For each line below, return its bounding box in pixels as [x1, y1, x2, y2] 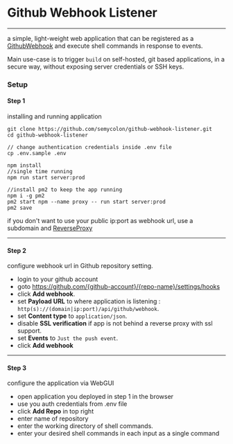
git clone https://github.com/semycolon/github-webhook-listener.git [7, 126, 213, 133]
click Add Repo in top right [17, 407, 94, 416]
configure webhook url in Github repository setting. [7, 262, 154, 270]
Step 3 [7, 364, 26, 372]
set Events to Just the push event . [17, 334, 119, 342]
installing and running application [7, 112, 102, 121]
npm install [7, 162, 42, 169]
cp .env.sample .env [7, 150, 67, 157]
